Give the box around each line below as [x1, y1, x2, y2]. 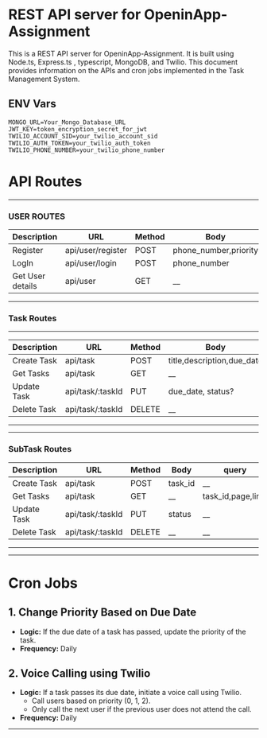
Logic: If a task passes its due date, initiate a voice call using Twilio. [19, 688, 242, 697]
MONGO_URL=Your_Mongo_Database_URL [8, 118, 126, 126]
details [12, 280, 37, 291]
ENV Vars [8, 97, 57, 111]
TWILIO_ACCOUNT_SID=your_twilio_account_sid [8, 132, 158, 140]
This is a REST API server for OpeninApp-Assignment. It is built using [8, 49, 234, 58]
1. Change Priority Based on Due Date [8, 606, 197, 620]
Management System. [8, 74, 80, 84]
